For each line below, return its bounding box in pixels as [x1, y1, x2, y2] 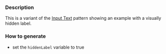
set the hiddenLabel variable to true [12, 44, 84, 50]
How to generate [5, 33, 46, 40]
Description [5, 4, 34, 11]
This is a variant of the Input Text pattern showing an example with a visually [5, 15, 162, 21]
